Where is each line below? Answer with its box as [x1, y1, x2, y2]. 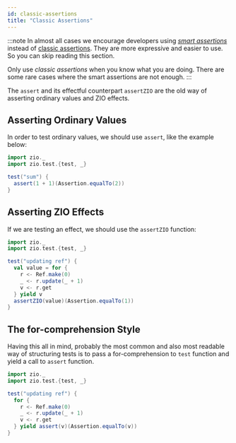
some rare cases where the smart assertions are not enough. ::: [7, 72, 192, 81]
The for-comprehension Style [7, 323, 141, 336]
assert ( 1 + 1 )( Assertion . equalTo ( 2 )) [13, 179, 125, 187]
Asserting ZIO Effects [7, 206, 105, 218]
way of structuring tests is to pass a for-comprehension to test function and [7, 350, 230, 358]
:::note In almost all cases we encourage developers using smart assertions [7, 36, 228, 45]
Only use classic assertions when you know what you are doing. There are [7, 65, 225, 73]
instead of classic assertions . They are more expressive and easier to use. [7, 44, 223, 52]
